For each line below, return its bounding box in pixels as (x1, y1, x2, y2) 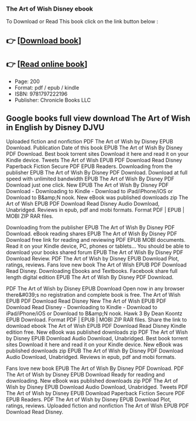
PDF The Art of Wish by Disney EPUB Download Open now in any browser (6, 285, 185, 292)
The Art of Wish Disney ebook (6, 5, 94, 13)
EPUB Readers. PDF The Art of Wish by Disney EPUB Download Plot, (6, 396, 171, 403)
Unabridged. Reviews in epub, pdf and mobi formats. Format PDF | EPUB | (6, 207, 185, 214)
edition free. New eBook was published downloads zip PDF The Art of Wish (6, 328, 188, 336)
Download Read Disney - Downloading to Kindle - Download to (6, 304, 158, 311)
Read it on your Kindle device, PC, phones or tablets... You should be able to (6, 242, 190, 250)
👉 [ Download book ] (6, 36, 82, 46)
